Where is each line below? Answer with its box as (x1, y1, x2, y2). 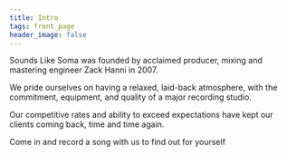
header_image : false (9, 30, 88, 39)
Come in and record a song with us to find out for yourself (9, 137, 226, 148)
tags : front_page (9, 22, 75, 31)
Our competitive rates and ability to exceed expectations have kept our (9, 110, 273, 121)
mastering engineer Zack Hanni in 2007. (9, 64, 158, 75)
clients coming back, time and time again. (9, 119, 165, 130)
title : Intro (9, 13, 59, 23)
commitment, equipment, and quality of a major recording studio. (9, 92, 252, 102)
